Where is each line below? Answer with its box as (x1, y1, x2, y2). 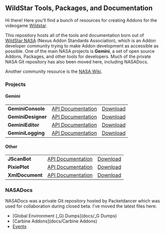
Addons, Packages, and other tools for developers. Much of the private (5, 53, 151, 59)
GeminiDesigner (7, 113, 47, 120)
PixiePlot (7, 164, 29, 171)
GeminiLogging (7, 129, 45, 136)
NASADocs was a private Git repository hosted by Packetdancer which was (5, 198, 161, 204)
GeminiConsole (7, 105, 45, 112)
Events (12, 224, 27, 230)
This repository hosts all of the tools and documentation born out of (5, 32, 145, 38)
